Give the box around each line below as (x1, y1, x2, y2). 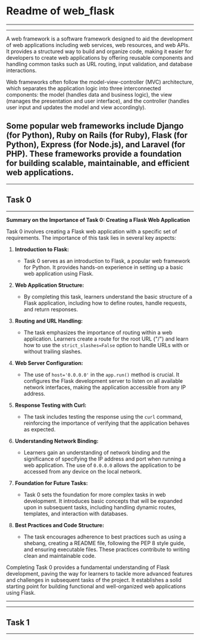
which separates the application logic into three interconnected (6, 85, 161, 92)
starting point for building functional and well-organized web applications (6, 583, 186, 590)
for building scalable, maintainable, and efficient (6, 158, 190, 168)
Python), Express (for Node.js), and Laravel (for (6, 140, 186, 150)
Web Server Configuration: (14, 359, 83, 366)
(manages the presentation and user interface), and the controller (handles (6, 97, 189, 104)
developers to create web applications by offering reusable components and (6, 54, 193, 61)
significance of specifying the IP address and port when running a (23, 455, 186, 462)
